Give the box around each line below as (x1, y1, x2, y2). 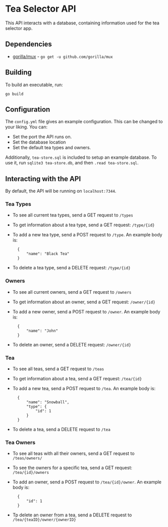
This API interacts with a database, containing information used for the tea (5, 20, 160, 26)
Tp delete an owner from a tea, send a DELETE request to (12, 512, 132, 518)
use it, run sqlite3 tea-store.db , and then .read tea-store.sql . (5, 160, 139, 166)
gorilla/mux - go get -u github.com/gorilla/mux (12, 53, 113, 59)
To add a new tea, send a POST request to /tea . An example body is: (12, 385, 155, 392)
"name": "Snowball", (26, 400, 70, 405)
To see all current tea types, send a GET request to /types (12, 212, 134, 218)
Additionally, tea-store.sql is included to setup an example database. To (5, 154, 157, 160)
